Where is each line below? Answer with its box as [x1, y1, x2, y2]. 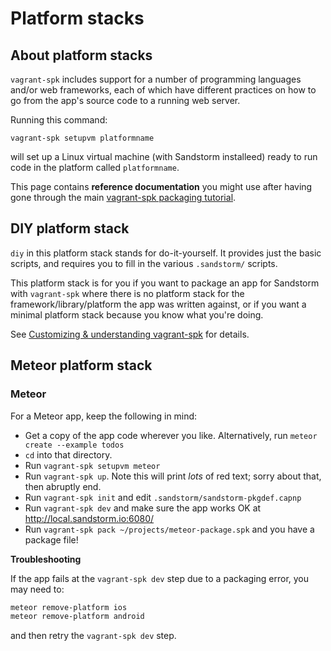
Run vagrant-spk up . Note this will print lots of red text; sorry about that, [24, 470, 322, 482]
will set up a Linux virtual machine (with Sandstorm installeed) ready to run [10, 151, 318, 162]
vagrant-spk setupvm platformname [10, 133, 155, 143]
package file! [24, 533, 79, 546]
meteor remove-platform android [10, 612, 145, 622]
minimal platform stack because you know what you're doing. [10, 308, 264, 321]
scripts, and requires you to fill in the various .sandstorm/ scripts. [10, 257, 278, 269]
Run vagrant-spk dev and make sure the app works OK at [24, 502, 262, 514]
